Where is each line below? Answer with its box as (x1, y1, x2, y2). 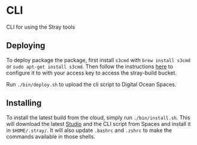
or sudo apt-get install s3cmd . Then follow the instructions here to (6, 63, 174, 70)
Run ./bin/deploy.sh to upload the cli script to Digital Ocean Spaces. (6, 81, 177, 88)
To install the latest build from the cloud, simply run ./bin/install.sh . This (6, 114, 190, 121)
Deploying (6, 41, 46, 51)
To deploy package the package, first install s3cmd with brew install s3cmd (6, 56, 190, 63)
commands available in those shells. (6, 132, 96, 140)
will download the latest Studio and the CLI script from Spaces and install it (6, 120, 191, 127)
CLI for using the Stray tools (6, 23, 75, 30)
